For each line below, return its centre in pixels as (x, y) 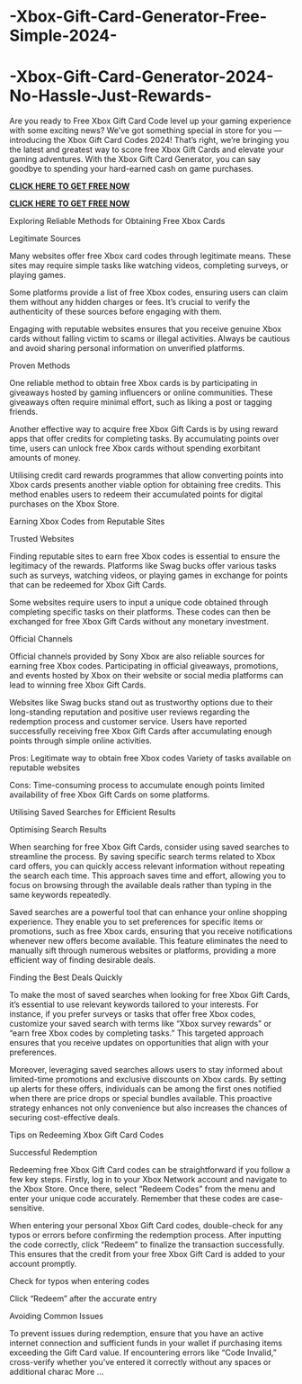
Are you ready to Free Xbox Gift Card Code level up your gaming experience (151, 121)
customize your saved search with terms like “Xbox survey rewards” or (141, 1024)
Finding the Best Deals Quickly (66, 977)
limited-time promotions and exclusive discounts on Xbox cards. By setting (148, 1079)
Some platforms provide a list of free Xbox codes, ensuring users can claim (149, 292)
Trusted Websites (42, 539)
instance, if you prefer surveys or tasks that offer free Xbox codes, (133, 1014)
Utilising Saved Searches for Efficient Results (93, 813)
